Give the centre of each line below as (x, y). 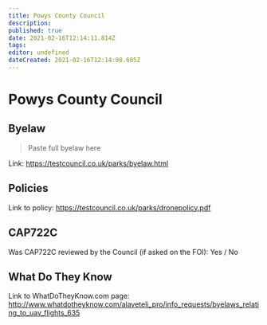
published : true (35, 30)
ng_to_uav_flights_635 (44, 313)
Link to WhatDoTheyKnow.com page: (69, 296)
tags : (17, 45)
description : (30, 23)
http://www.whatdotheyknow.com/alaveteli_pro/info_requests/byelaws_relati (134, 304)
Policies (29, 188)
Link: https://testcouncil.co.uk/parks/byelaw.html (88, 163)
